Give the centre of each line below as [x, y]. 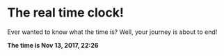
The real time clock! [65, 13]
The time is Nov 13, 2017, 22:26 [53, 45]
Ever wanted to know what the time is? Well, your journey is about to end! [112, 32]
